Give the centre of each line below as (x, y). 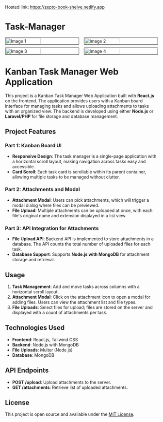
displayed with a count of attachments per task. (60, 312)
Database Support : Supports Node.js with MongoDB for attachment (81, 254)
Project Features (31, 132)
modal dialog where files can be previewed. (56, 205)
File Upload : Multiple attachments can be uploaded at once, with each (82, 210)
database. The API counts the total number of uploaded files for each (81, 244)
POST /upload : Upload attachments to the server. (62, 382)
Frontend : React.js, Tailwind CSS (45, 339)
